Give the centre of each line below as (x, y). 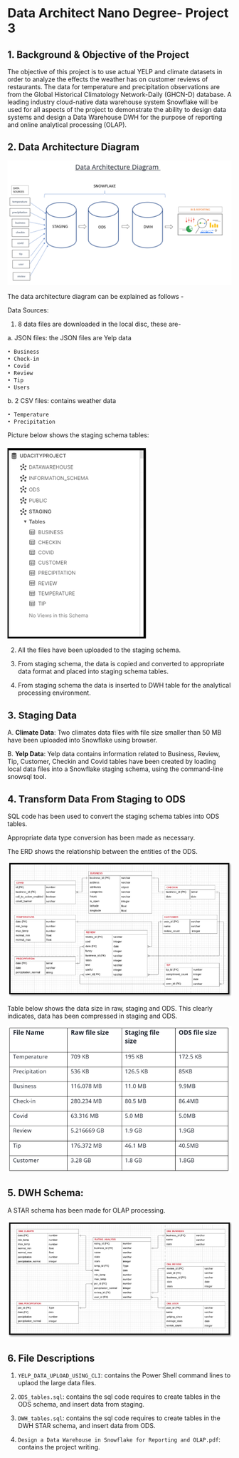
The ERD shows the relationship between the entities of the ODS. (102, 851)
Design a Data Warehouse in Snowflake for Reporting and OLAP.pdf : (119, 1439)
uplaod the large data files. (57, 1383)
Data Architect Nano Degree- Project (118, 13)
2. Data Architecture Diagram (74, 147)
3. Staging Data (42, 715)
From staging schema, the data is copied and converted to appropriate (121, 664)
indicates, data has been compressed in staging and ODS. (92, 1016)
